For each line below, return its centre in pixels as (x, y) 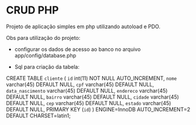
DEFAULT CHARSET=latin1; (39, 116)
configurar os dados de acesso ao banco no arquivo (78, 49)
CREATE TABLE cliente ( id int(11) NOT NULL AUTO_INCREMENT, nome (92, 78)
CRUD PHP (32, 10)
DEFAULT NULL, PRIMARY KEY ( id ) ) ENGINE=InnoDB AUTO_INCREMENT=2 (98, 109)
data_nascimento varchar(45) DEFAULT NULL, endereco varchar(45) (87, 90)
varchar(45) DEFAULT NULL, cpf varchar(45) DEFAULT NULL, (80, 84)
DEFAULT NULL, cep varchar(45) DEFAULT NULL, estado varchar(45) (89, 103)
